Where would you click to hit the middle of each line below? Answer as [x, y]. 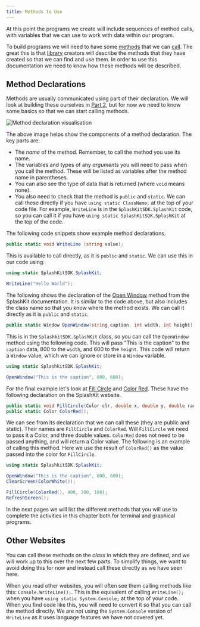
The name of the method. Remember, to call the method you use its [97, 152]
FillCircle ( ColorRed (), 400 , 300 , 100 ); [57, 492]
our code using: [25, 262]
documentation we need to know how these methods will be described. [94, 66]
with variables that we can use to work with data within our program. [90, 35]
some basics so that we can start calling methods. [68, 111]
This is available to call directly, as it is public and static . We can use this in [100, 256]
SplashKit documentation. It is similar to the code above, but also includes [97, 302]
